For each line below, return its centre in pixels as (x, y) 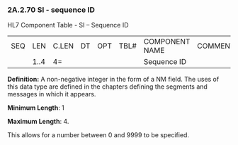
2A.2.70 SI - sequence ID (51, 10)
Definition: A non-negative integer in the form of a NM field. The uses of (113, 80)
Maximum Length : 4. (38, 122)
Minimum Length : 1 (36, 108)
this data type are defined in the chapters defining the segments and (107, 87)
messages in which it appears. (52, 94)
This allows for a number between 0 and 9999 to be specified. (98, 135)
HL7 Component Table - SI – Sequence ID (68, 25)
